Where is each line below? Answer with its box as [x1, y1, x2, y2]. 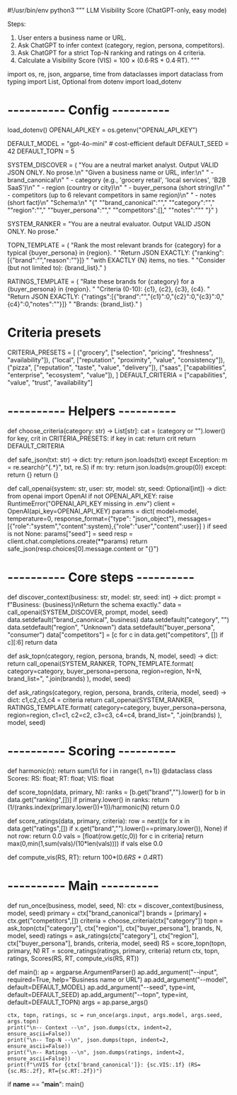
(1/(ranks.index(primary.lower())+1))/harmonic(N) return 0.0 [7, 803, 180, 811]
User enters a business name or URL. [17, 33, 127, 42]
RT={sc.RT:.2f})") [48, 1067, 103, 1074]
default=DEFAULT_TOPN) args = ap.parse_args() [7, 998, 149, 1006]
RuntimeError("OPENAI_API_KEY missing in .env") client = [7, 499, 175, 508]
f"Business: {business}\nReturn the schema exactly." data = [7, 600, 182, 608]
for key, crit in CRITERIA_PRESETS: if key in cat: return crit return [7, 434, 196, 443]
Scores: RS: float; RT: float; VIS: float [7, 774, 115, 782]
